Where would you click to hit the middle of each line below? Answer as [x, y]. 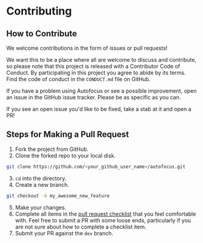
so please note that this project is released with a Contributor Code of [93, 66]
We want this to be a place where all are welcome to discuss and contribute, [101, 60]
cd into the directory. [41, 178]
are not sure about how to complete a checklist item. [81, 227]
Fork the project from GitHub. [52, 149]
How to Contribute [42, 34]
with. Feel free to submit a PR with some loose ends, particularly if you [103, 220]
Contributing [39, 11]
